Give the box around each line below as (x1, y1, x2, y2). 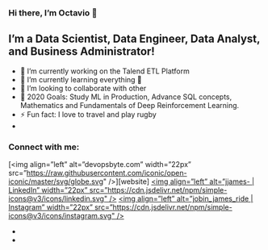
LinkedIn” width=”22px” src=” (8, 185, 108, 195)
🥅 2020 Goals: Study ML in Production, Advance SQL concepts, (19, 92, 232, 102)
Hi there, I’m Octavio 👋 (8, 7, 98, 19)
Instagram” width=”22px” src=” (8, 202, 113, 212)
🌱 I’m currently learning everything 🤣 (19, 74, 143, 84)
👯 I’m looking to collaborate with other (19, 83, 147, 93)
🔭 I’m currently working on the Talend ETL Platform (19, 66, 190, 76)
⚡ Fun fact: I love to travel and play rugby (19, 109, 157, 119)
